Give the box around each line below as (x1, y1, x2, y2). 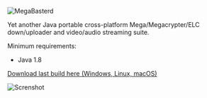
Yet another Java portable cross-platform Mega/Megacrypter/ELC (7, 21, 200, 28)
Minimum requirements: (7, 42, 77, 50)
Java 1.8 (17, 55, 43, 64)
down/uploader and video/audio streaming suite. (7, 28, 150, 36)
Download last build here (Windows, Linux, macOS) (7, 70, 157, 77)
